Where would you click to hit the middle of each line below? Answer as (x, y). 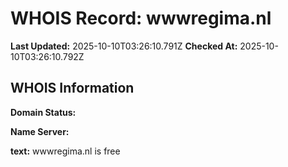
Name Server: (40, 131)
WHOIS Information (72, 88)
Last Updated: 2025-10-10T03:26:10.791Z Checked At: (124, 46)
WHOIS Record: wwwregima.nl (141, 18)
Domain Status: (43, 112)
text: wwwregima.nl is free (65, 151)
